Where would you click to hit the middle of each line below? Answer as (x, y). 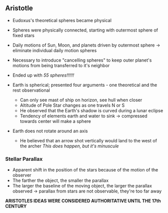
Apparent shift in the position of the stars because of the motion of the (85, 170)
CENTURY (16, 206)
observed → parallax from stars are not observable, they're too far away (87, 191)
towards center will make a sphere (55, 121)
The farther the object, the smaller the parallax (60, 180)
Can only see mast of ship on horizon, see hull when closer (81, 100)
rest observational (31, 90)
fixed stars (23, 35)
